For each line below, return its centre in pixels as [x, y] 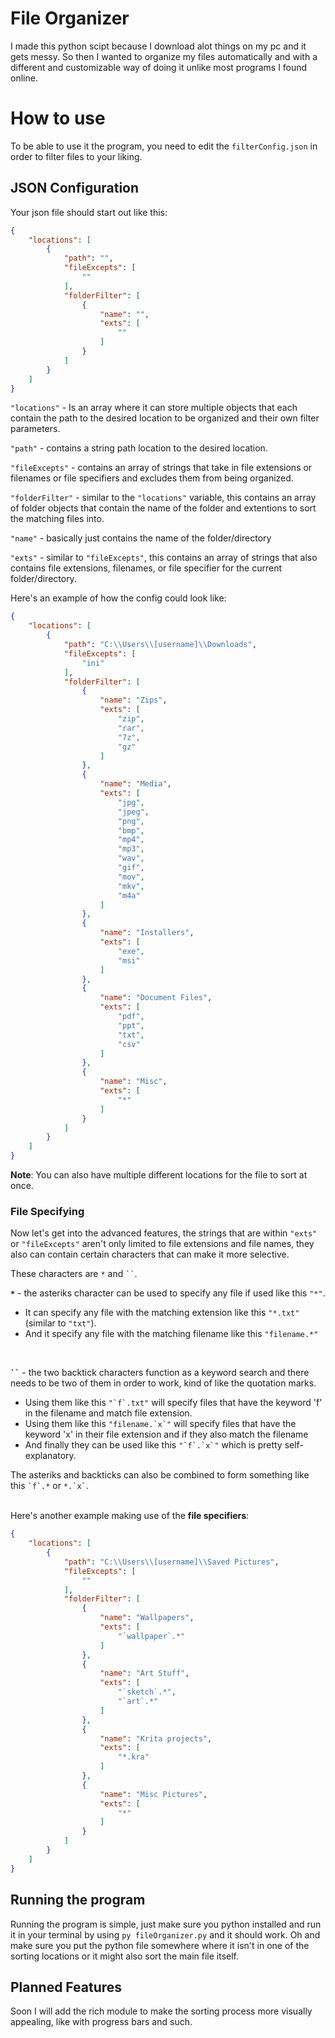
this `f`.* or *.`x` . [49, 1486]
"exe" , [131, 951]
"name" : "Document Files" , [156, 998]
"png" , [131, 821]
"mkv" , [131, 886]
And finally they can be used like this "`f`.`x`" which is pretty [153, 1445]
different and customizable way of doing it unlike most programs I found [159, 67]
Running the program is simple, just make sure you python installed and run [166, 1924]
